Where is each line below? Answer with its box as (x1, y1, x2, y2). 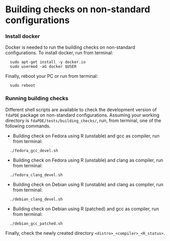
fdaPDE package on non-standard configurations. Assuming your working (5, 112, 160, 118)
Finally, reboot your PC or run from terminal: (5, 73, 98, 79)
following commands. (5, 123, 51, 129)
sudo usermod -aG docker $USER (10, 64, 77, 70)
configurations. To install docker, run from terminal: (5, 50, 114, 56)
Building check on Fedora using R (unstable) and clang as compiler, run (12, 157, 163, 163)
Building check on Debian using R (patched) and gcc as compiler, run (12, 206, 159, 212)
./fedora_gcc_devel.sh (10, 148, 58, 153)
